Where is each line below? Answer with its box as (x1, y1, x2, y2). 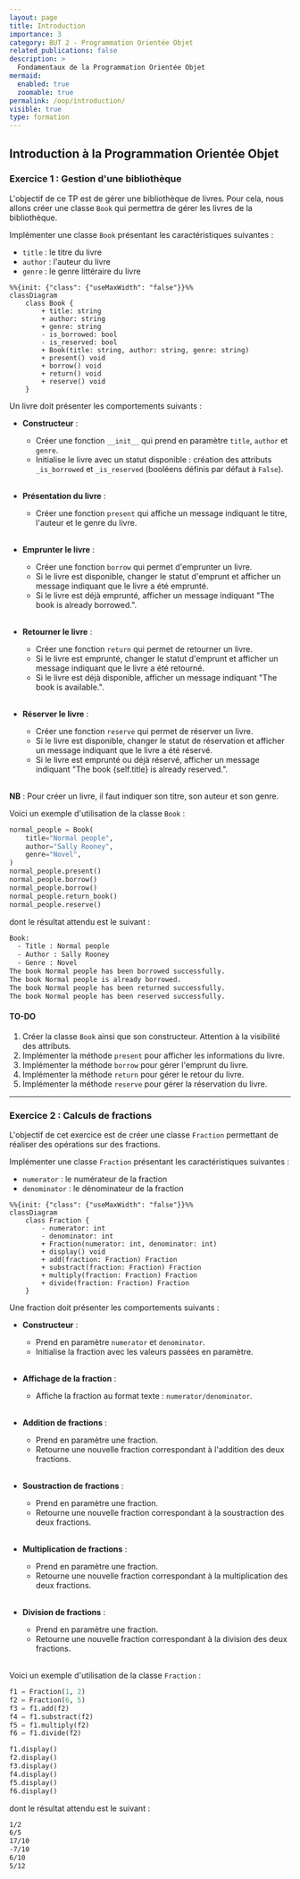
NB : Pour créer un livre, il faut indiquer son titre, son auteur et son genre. (9, 791, 279, 801)
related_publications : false (9, 47, 118, 55)
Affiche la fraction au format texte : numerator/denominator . (35, 1391, 253, 1401)
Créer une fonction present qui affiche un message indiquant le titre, (35, 507, 287, 519)
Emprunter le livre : (21, 544, 96, 554)
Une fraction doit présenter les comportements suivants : (9, 1302, 220, 1313)
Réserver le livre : (21, 708, 89, 719)
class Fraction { (25, 1216, 90, 1225)
